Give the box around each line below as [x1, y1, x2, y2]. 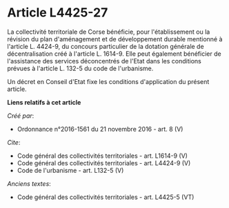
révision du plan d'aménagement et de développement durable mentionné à [7, 34, 223, 43]
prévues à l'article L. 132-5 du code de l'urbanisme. [7, 64, 154, 72]
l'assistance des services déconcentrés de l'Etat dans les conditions [7, 56, 201, 65]
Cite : [7, 138, 21, 146]
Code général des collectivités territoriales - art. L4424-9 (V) [17, 158, 191, 167]
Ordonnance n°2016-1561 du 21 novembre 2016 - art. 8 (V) [17, 125, 183, 133]
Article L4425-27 [7, 5, 108, 21]
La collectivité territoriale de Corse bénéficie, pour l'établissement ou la [7, 28, 210, 36]
